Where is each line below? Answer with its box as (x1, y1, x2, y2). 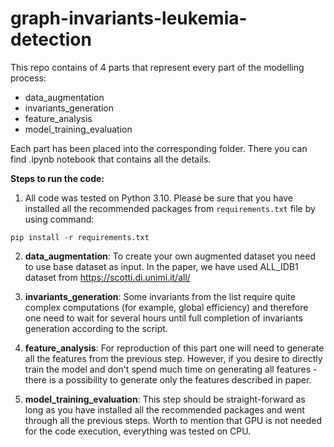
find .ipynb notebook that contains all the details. (10, 153, 212, 165)
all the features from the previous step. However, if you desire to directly (24, 352, 323, 364)
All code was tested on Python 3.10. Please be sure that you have (24, 192, 293, 204)
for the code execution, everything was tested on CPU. (24, 425, 252, 437)
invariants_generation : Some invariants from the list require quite (24, 290, 296, 302)
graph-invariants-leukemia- (10, 7, 248, 30)
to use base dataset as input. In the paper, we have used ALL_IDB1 (24, 260, 299, 272)
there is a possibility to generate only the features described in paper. (24, 373, 312, 386)
